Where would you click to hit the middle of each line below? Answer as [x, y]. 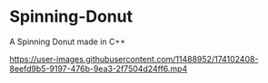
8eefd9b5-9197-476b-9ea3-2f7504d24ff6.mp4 [99, 69]
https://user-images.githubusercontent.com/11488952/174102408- [134, 59]
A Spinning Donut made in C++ [67, 41]
